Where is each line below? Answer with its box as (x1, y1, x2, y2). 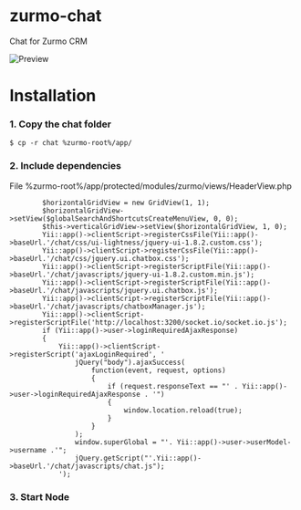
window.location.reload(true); (123, 405, 244, 415)
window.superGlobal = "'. (74, 437, 173, 447)
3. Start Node (9, 490, 70, 503)
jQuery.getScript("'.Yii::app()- (74, 453, 202, 463)
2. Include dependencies (9, 160, 121, 172)
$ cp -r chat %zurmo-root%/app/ (9, 139, 132, 148)
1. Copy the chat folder (9, 118, 112, 130)
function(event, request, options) (90, 366, 226, 375)
